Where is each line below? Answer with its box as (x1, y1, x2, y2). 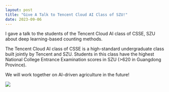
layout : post (5, 7, 33, 13)
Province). (5, 62, 27, 68)
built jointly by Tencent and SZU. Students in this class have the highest (5, 51, 154, 57)
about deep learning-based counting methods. (5, 36, 103, 42)
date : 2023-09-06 (5, 17, 42, 22)
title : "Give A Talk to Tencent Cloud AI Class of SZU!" (5, 12, 128, 17)
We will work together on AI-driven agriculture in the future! (5, 72, 130, 78)
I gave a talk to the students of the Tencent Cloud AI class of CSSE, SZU (5, 31, 155, 37)
